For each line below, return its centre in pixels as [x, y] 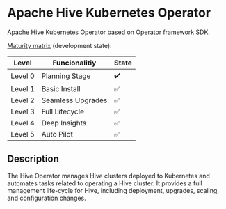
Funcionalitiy [74, 63]
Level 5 [23, 134]
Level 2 [23, 100]
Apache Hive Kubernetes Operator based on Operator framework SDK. [109, 32]
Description [33, 159]
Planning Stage [66, 76]
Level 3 [23, 111]
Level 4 [23, 123]
